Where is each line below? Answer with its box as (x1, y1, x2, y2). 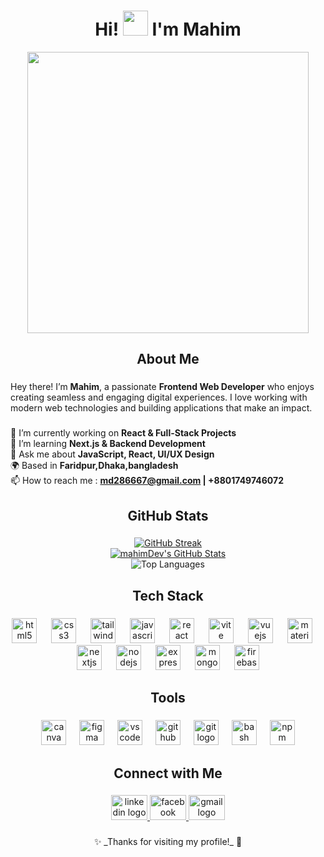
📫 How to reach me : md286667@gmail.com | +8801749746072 (10, 475, 284, 487)
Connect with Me (113, 765, 223, 782)
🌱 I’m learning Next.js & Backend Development (10, 438, 206, 450)
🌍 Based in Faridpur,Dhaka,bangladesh (10, 460, 179, 472)
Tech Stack (132, 587, 204, 604)
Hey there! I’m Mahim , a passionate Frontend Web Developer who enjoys (10, 381, 315, 393)
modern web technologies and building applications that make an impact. (10, 402, 313, 414)
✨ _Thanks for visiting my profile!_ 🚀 (93, 836, 243, 848)
